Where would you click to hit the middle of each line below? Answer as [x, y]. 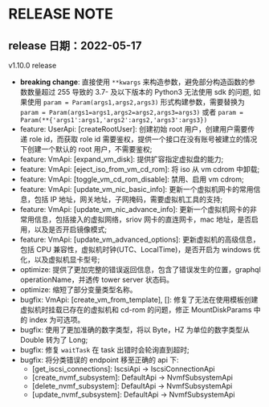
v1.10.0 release [33, 65]
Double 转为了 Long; [54, 340]
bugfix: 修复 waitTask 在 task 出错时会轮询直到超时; [105, 350]
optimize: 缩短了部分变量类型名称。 [79, 289]
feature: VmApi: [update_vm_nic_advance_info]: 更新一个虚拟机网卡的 [135, 209]
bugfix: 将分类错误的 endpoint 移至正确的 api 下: [99, 360]
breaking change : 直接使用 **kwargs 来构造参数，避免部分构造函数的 [134, 82]
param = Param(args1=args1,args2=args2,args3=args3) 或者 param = [131, 112]
